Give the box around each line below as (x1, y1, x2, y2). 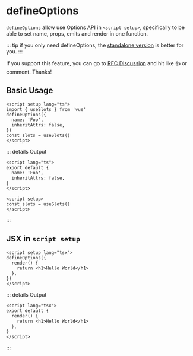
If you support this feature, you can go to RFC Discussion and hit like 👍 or (6, 59, 188, 66)
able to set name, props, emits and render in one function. (6, 30, 148, 37)
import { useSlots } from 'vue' (6, 106, 86, 112)
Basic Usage (6, 85, 53, 96)
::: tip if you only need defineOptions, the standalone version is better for (6, 42, 184, 49)
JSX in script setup (6, 234, 80, 244)
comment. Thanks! (6, 68, 52, 75)
